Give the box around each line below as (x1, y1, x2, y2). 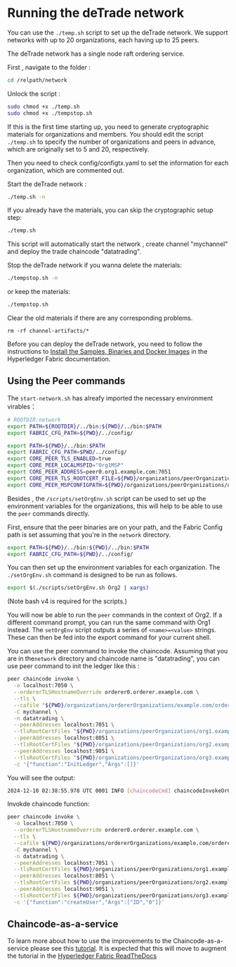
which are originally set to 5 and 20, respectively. (7, 144, 150, 153)
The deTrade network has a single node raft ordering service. (7, 49, 185, 58)
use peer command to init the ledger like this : (7, 662, 140, 670)
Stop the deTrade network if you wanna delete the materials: (7, 261, 183, 269)
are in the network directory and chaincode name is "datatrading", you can (7, 654, 220, 663)
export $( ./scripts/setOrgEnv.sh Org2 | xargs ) (7, 584, 150, 591)
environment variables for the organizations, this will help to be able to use (7, 502, 223, 510)
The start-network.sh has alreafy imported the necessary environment (7, 393, 213, 402)
